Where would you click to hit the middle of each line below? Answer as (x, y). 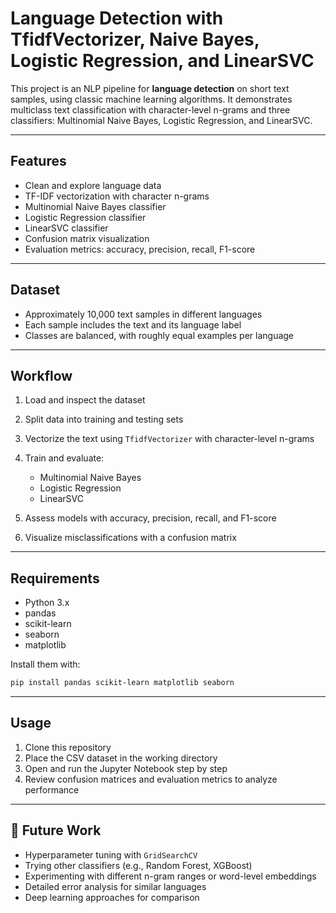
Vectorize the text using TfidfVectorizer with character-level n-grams (169, 439)
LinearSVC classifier (66, 228)
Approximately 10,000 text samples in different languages (143, 314)
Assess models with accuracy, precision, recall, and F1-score (150, 518)
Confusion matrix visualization (87, 238)
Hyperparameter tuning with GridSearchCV (111, 854)
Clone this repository (68, 747)
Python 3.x (47, 603)
